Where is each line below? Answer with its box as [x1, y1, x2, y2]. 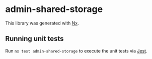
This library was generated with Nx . [5, 20, 79, 26]
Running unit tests [5, 34, 64, 43]
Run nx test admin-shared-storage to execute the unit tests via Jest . [5, 47, 147, 53]
